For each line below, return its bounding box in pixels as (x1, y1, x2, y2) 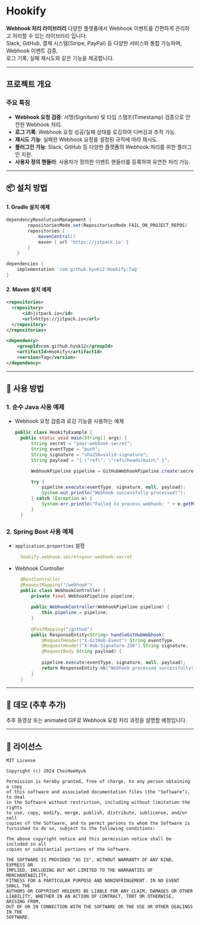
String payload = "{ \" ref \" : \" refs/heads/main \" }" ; (30, 457, 170, 463)
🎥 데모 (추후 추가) (6, 699, 67, 710)
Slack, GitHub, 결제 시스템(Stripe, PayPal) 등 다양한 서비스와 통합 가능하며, (6, 39, 182, 47)
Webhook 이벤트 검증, (6, 47, 58, 54)
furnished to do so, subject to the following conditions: (6, 825, 156, 832)
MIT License (6, 758, 36, 764)
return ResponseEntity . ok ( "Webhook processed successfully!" (41, 665, 196, 671)
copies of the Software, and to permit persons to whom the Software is (6, 821, 190, 827)
